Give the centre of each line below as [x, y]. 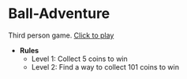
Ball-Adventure [59, 14]
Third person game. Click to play [61, 35]
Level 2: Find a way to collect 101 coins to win [105, 66]
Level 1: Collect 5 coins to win [79, 59]
